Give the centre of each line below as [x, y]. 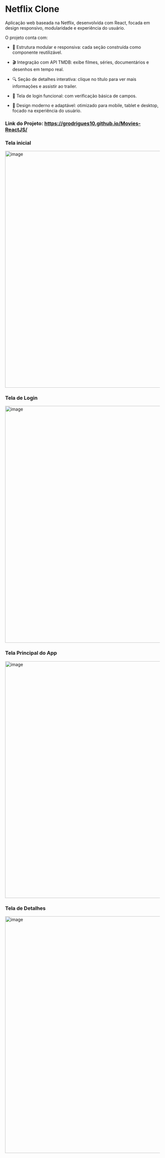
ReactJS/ [16, 129]
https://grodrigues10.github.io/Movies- [92, 123]
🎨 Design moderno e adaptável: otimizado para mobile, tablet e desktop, [85, 105]
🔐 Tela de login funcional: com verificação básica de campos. [74, 96]
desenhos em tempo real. [38, 69]
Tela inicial [18, 143]
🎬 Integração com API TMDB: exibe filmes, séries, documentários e [81, 62]
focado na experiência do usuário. [47, 111]
